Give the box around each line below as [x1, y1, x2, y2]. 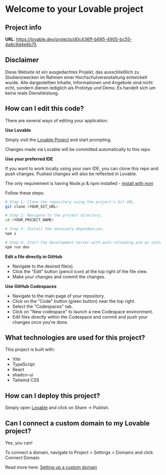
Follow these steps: [5, 190, 44, 196]
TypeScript [12, 361, 35, 367]
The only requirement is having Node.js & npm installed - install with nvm [5, 180, 154, 186]
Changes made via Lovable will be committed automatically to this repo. [5, 146, 152, 152]
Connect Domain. [5, 455, 41, 461]
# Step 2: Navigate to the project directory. [5, 213, 103, 218]
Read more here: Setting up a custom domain [5, 464, 97, 471]
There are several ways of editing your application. [5, 117, 109, 123]
